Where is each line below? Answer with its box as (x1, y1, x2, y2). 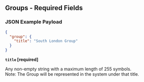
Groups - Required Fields (5, 4, 83, 12)
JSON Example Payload (5, 19, 62, 25)
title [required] (5, 57, 38, 62)
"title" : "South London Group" (14, 39, 78, 43)
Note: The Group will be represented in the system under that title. (5, 71, 139, 77)
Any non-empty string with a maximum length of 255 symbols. (5, 66, 132, 72)
